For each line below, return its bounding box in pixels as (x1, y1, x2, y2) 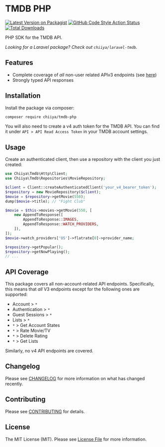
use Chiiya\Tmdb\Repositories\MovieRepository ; (5, 176, 106, 181)
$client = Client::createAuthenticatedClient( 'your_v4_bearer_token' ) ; (5, 185, 157, 190)
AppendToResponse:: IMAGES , (23, 217, 79, 222)
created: (5, 161, 22, 167)
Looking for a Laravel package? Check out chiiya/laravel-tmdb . (5, 44, 138, 50)
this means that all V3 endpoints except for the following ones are (5, 286, 140, 292)
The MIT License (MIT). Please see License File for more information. (5, 436, 147, 442)
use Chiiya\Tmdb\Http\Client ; (5, 171, 68, 176)
